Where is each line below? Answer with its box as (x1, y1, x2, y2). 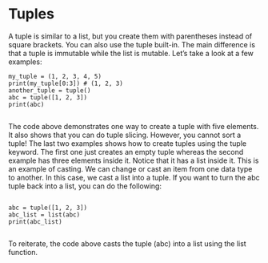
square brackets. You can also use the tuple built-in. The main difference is (8, 39, 256, 49)
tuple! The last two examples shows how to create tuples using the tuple (8, 138, 246, 148)
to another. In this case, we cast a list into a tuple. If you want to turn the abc (8, 172, 260, 182)
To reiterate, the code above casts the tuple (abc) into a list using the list (8, 238, 246, 249)
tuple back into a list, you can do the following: (8, 181, 162, 191)
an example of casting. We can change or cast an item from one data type (8, 164, 253, 173)
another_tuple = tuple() (8, 86, 91, 95)
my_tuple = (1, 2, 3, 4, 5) (8, 72, 102, 80)
